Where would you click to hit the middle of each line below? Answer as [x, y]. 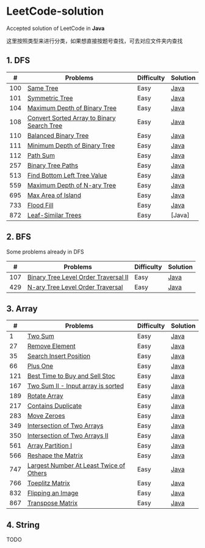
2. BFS [19, 237]
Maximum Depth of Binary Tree [72, 108]
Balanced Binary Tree [58, 135]
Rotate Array [45, 396]
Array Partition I [49, 446]
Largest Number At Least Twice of [76, 465]
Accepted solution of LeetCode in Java [56, 28]
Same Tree [43, 88]
